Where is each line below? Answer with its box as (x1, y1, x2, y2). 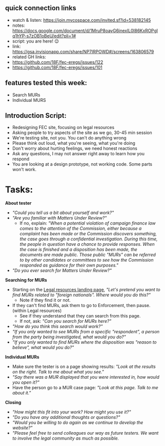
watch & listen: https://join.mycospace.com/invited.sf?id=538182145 (12, 17, 151, 23)
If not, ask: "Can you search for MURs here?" (19, 318, 112, 324)
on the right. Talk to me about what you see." (12, 369, 104, 375)
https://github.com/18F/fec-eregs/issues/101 (12, 64, 102, 70)
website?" (12, 425, 33, 431)
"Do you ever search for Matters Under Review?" (12, 268, 112, 273)
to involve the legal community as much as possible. (12, 435, 119, 442)
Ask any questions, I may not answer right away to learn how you (12, 151, 145, 157)
